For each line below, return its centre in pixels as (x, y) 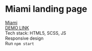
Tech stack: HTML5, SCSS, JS (36, 33)
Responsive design (24, 38)
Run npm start (20, 43)
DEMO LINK (17, 27)
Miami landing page (46, 9)
